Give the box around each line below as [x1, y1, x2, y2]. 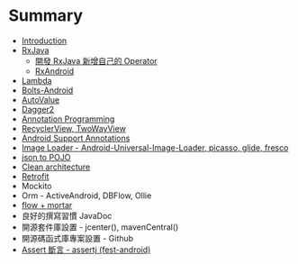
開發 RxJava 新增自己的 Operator [34, 55, 158, 66]
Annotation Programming [21, 114, 115, 124]
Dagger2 [21, 104, 55, 114]
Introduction [21, 35, 68, 46]
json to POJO [21, 151, 71, 162]
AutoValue [21, 94, 60, 105]
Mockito [21, 180, 52, 191]
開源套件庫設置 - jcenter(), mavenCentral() [21, 222, 179, 232]
